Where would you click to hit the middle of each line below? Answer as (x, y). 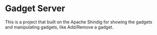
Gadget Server (35, 9)
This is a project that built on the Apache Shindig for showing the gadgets (79, 22)
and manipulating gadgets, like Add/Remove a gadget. (59, 27)
